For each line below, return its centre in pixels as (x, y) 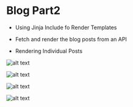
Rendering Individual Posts (49, 51)
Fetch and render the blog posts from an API (71, 39)
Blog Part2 (34, 11)
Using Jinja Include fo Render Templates (66, 27)
